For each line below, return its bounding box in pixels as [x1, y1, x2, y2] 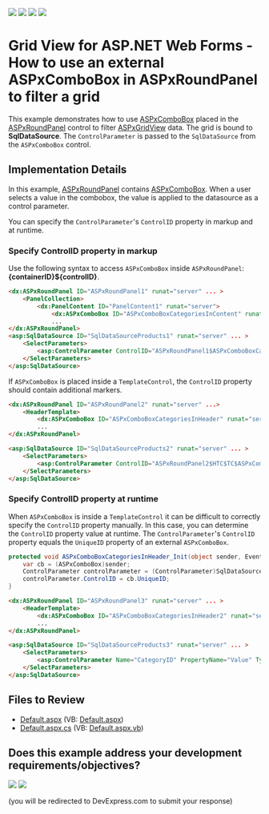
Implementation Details [8, 163, 127, 176]
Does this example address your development [8, 746, 243, 760]
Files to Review [8, 693, 86, 707]
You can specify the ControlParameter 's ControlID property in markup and [8, 216, 254, 226]
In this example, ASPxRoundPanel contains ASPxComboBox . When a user [8, 184, 251, 194]
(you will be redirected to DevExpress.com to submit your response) [8, 796, 233, 806]
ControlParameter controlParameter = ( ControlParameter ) [22, 567, 217, 576]
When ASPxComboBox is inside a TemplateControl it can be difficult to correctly [8, 511, 261, 521]
